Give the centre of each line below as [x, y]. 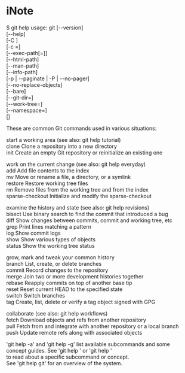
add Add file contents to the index [48, 170]
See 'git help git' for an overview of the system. [64, 363]
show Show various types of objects [51, 239]
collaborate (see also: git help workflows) [57, 313]
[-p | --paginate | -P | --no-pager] [48, 78]
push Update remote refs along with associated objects [74, 332]
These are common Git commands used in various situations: [81, 128]
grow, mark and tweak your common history [61, 257]
